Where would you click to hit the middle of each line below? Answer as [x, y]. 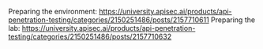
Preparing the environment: [53, 11]
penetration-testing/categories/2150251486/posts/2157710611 [109, 20]
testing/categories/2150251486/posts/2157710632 [90, 36]
